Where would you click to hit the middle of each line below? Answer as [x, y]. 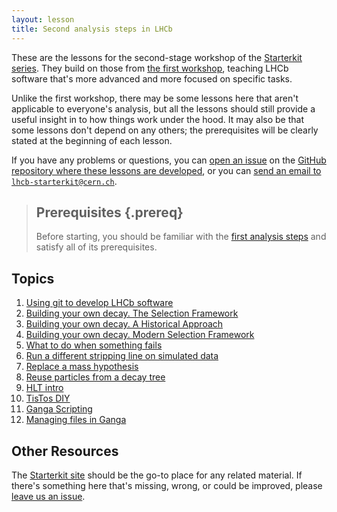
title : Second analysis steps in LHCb [92, 29]
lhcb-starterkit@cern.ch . [64, 181]
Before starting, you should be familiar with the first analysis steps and [181, 237]
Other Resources [65, 451]
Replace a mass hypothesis [82, 367]
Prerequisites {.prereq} [109, 212]
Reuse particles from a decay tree [95, 377]
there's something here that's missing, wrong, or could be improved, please [167, 485]
